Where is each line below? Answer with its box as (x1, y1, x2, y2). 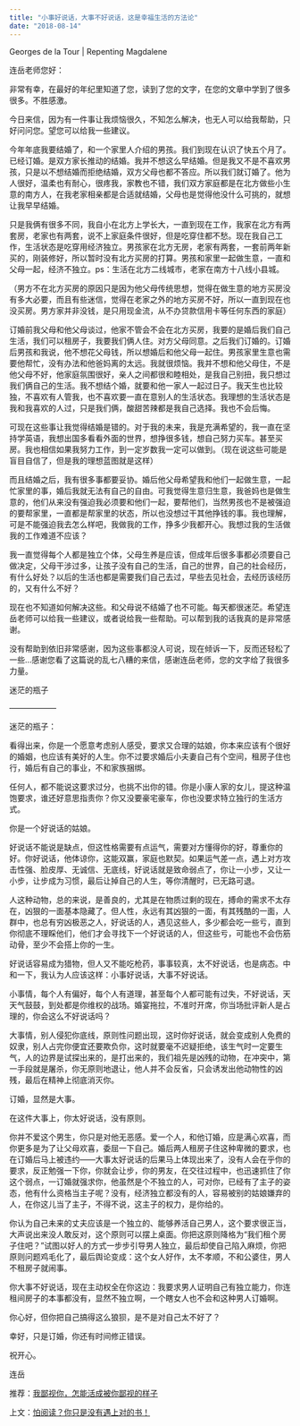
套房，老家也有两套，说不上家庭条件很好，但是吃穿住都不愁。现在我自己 (9, 230, 275, 241)
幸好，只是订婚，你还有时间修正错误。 (9, 1330, 150, 1341)
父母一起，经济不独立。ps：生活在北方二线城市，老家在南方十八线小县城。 (9, 263, 284, 274)
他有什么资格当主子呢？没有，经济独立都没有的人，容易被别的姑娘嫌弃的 (24, 1187, 291, 1198)
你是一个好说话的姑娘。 (9, 823, 96, 833)
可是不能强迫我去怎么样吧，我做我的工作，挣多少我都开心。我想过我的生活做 (9, 518, 291, 529)
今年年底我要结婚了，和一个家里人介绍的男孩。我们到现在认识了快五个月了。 (9, 144, 291, 155)
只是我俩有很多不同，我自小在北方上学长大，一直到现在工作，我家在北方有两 (9, 218, 291, 229)
